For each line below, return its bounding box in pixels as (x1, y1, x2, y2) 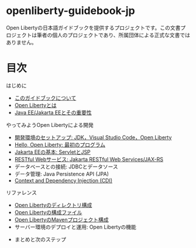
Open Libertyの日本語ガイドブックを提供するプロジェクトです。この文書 (6, 24, 181, 31)
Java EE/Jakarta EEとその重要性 (14, 109, 92, 116)
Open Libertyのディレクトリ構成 (14, 201, 92, 208)
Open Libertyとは (14, 101, 57, 109)
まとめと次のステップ (14, 236, 66, 243)
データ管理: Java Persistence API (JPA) (14, 170, 109, 177)
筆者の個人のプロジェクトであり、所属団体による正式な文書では (36, 31, 190, 39)
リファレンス (6, 189, 37, 196)
